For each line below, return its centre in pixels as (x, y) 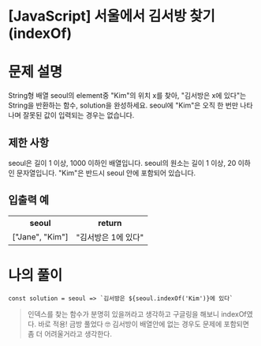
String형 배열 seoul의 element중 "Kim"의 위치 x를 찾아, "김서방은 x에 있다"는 (127, 96)
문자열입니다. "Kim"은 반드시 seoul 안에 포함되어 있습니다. (106, 173)
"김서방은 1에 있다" (110, 237)
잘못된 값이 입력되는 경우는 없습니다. (78, 115)
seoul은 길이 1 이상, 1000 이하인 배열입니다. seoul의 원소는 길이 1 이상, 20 (122, 163)
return (110, 223)
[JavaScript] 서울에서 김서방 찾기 (112, 16)
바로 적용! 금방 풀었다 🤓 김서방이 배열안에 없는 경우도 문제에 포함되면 (144, 324)
